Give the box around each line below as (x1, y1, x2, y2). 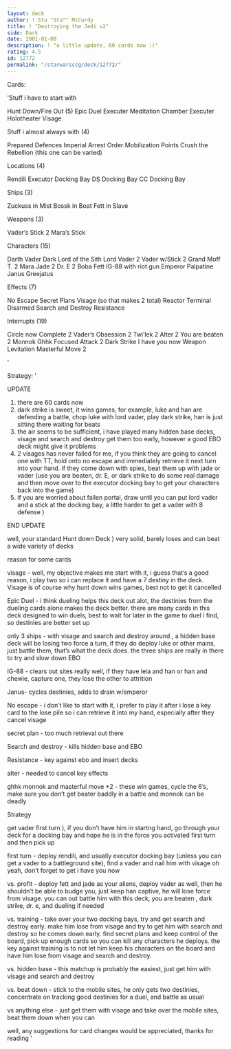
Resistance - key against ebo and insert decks (7, 755, 139, 764)
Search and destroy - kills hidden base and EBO (7, 742, 143, 750)
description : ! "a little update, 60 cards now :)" (7, 42, 158, 49)
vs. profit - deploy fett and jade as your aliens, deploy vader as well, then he (7, 879, 223, 888)
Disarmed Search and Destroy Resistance (7, 304, 125, 312)
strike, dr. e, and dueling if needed (7, 901, 104, 909)
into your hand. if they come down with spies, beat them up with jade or (16, 464, 221, 472)
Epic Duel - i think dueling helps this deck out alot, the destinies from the (7, 596, 213, 604)
